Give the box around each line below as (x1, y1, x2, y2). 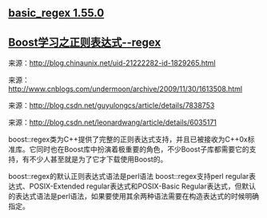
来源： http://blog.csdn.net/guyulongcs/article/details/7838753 (8, 101, 215, 110)
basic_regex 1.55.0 (8, 6, 105, 20)
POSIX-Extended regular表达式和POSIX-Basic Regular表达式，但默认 (29, 181, 256, 191)
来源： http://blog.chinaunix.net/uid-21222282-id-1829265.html (8, 58, 216, 68)
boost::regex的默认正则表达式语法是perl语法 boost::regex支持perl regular (8, 172, 249, 181)
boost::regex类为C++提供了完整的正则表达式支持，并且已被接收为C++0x (8, 135, 248, 145)
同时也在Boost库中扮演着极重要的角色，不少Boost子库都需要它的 (35, 145, 249, 154)
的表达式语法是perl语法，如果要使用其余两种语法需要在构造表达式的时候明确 (8, 192, 260, 201)
